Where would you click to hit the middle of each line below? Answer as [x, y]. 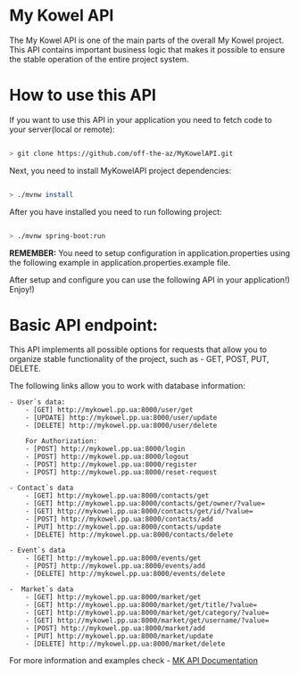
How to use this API [83, 95]
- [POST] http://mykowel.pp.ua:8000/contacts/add [120, 519]
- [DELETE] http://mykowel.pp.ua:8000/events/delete [125, 574]
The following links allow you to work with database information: [127, 386]
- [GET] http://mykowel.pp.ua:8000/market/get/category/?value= [147, 613]
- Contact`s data [42, 488]
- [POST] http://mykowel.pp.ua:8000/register [112, 464]
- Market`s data [42, 589]
